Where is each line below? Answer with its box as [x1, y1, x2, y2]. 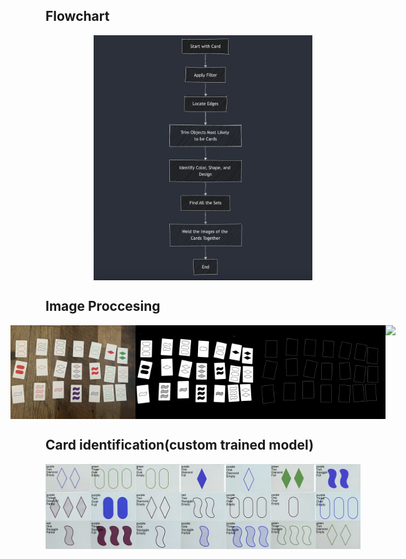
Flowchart [45, 8, 110, 25]
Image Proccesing [45, 298, 161, 315]
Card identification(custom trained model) [45, 437, 315, 454]
